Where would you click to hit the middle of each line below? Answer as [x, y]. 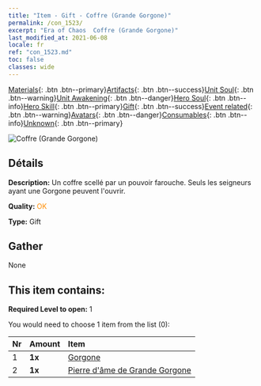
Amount [45, 344]
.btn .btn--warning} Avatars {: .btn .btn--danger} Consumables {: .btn [117, 115]
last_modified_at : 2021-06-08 [58, 38]
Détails [26, 163]
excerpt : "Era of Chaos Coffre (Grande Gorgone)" [93, 30]
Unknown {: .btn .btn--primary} [73, 123]
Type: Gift [25, 221]
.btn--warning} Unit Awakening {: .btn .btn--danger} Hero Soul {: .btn [117, 98]
